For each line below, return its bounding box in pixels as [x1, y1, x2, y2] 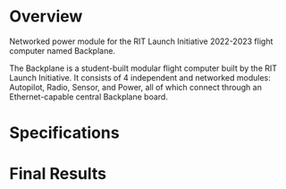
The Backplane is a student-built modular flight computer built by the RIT [9, 63, 278, 73]
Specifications [9, 123, 120, 143]
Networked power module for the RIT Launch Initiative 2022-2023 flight [9, 36, 273, 47]
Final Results [9, 164, 107, 185]
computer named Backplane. [9, 45, 116, 56]
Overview [9, 6, 83, 27]
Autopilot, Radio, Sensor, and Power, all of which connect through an [9, 82, 262, 92]
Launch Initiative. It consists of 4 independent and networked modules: [9, 72, 271, 82]
